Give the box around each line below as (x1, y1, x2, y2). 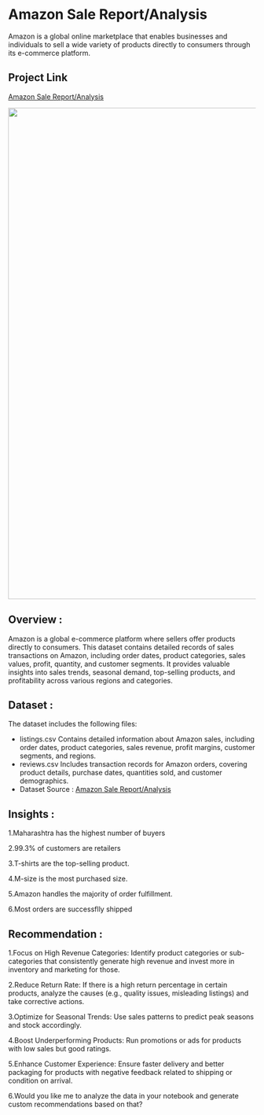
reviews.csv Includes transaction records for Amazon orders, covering (19, 760, 247, 769)
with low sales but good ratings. (8, 1044, 112, 1053)
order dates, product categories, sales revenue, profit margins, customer (19, 743, 255, 753)
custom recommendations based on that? (8, 1099, 143, 1109)
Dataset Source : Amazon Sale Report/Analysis (19, 785, 171, 794)
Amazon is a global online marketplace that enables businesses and (8, 31, 228, 41)
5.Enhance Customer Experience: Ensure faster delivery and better (8, 1059, 225, 1069)
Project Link (8, 71, 68, 84)
